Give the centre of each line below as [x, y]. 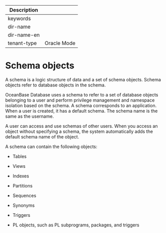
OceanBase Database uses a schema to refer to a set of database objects [82, 95]
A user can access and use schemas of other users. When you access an [81, 126]
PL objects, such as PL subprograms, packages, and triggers [76, 225]
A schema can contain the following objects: [51, 147]
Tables [19, 156]
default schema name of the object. [42, 136]
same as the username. [30, 116]
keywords [19, 18]
